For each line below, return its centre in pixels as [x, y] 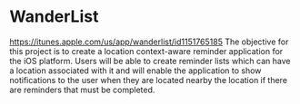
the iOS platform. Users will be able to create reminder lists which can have [150, 61]
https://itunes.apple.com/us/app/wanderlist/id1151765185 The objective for [149, 42]
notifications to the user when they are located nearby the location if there [149, 80]
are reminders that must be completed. [82, 90]
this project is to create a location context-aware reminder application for [146, 51]
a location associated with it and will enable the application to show [135, 71]
